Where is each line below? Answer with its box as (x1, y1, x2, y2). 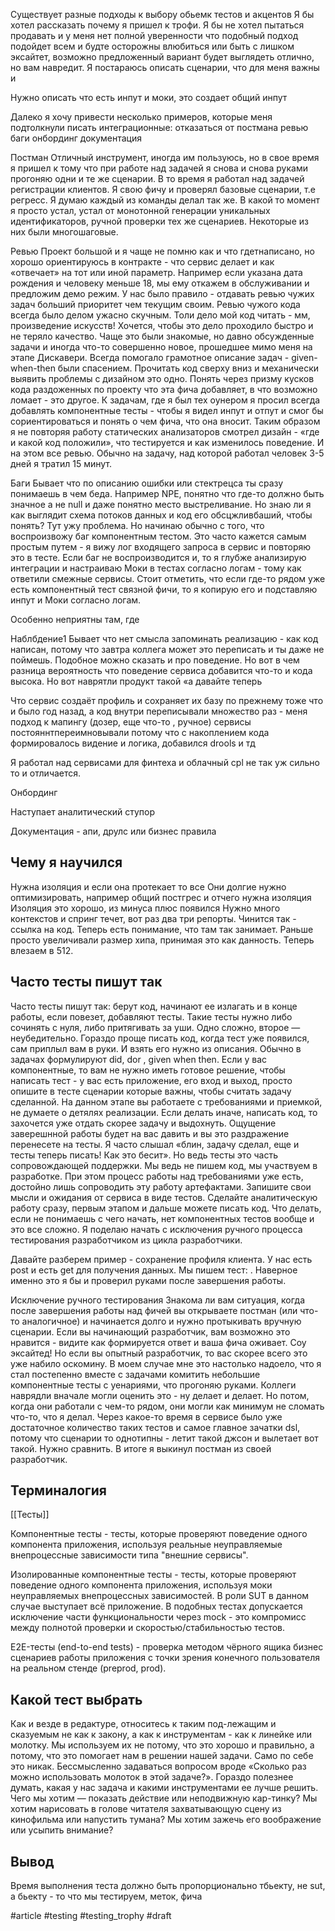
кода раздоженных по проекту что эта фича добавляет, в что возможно (10, 384, 318, 395)
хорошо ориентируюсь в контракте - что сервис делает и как (10, 256, 275, 268)
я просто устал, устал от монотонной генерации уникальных (10, 205, 271, 216)
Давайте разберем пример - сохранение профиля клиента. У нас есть (10, 1253, 313, 1265)
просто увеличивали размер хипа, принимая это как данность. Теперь (10, 934, 315, 946)
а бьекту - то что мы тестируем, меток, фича (10, 1890, 203, 1903)
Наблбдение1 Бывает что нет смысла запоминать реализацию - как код (10, 633, 319, 644)
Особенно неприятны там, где (10, 614, 140, 625)
